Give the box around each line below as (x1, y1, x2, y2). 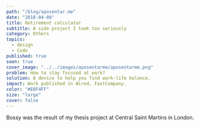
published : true (6, 53, 47, 59)
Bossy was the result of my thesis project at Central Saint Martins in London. (6, 114, 195, 121)
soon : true (6, 58, 33, 64)
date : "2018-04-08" (6, 14, 55, 20)
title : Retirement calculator (6, 20, 82, 26)
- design (11, 42, 33, 48)
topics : (6, 36, 26, 42)
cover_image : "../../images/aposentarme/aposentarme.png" (6, 64, 153, 70)
